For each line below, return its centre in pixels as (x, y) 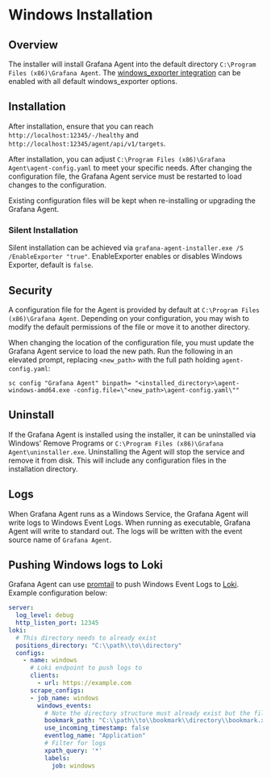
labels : (57, 758)
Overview (33, 45)
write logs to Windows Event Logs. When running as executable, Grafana (130, 522)
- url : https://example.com (84, 683)
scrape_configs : (57, 690)
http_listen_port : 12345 (57, 623)
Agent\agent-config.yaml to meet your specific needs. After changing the (130, 167)
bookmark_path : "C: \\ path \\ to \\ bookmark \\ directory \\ (136, 721)
